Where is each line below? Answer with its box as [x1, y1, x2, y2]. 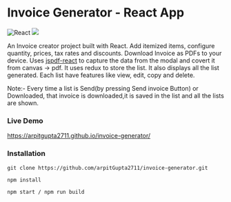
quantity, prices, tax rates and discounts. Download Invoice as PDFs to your [7, 49, 222, 57]
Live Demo [7, 115, 43, 125]
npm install [7, 177, 41, 183]
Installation [7, 149, 46, 159]
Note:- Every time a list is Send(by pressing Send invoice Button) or [7, 84, 199, 92]
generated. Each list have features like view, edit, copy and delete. [7, 71, 195, 79]
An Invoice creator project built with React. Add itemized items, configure [7, 41, 215, 49]
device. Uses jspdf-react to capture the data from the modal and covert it [7, 56, 215, 65]
